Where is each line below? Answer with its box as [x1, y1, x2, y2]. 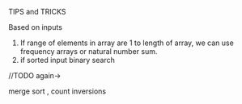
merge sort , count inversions [8, 86, 107, 96]
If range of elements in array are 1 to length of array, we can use [19, 38, 235, 48]
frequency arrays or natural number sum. [19, 47, 158, 56]
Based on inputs [8, 23, 63, 31]
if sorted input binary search [19, 56, 115, 64]
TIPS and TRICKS [8, 7, 66, 16]
